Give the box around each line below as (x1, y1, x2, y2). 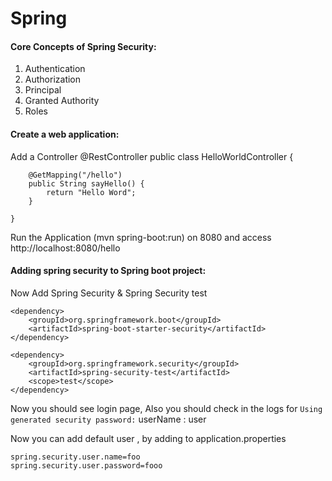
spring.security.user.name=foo (10, 452, 141, 462)
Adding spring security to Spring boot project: (10, 265, 207, 277)
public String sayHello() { (28, 178, 145, 189)
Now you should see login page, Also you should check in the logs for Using (10, 402, 323, 414)
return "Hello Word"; (46, 187, 137, 197)
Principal (24, 84, 62, 96)
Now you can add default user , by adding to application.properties (10, 432, 287, 444)
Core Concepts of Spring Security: (10, 40, 157, 52)
